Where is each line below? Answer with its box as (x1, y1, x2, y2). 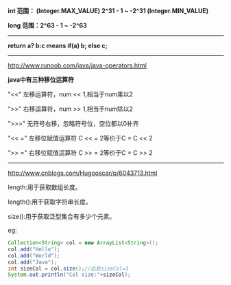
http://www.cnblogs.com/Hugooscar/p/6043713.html (8, 169, 158, 177)
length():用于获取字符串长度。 (8, 198, 92, 206)
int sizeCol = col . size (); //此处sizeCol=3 (8, 265, 129, 272)
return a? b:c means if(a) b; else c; (8, 41, 108, 50)
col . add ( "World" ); (8, 252, 60, 259)
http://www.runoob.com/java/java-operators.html (8, 61, 147, 70)
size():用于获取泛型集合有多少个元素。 (8, 213, 116, 220)
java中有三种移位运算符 (8, 76, 75, 83)
